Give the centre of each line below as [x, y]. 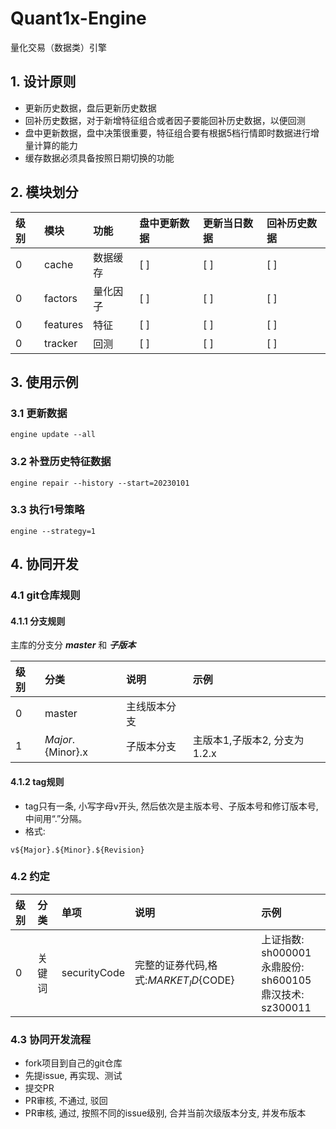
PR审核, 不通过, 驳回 [66, 1101]
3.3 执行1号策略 [47, 510]
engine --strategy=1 [53, 531]
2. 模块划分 [44, 192]
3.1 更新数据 [39, 413]
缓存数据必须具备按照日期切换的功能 [99, 158]
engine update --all [53, 435]
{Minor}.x [66, 752]
